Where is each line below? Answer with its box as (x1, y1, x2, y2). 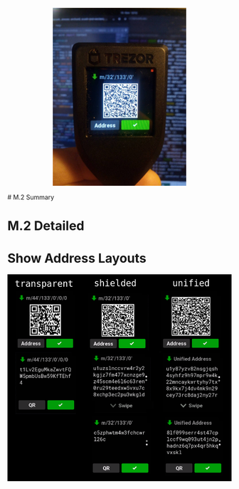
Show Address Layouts (7, 251, 147, 267)
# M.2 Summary (7, 193, 55, 201)
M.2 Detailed (7, 218, 85, 234)
